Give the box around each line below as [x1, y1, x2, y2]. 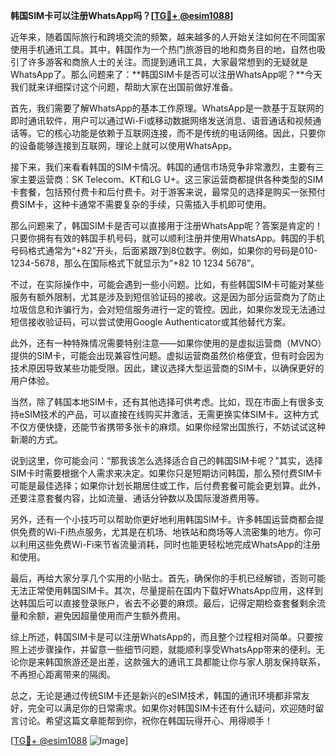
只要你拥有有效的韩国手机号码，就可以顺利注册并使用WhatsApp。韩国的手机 [10, 232, 325, 244]
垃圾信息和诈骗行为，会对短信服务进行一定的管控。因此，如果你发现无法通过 [10, 304, 326, 315]
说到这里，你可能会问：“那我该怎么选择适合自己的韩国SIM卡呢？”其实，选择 [10, 455, 323, 466]
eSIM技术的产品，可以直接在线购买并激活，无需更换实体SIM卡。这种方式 [18, 409, 319, 420]
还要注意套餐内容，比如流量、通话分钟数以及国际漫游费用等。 [10, 492, 265, 504]
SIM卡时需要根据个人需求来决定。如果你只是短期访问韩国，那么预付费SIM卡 [10, 467, 323, 479]
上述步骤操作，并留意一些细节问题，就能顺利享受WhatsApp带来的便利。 [18, 644, 317, 655]
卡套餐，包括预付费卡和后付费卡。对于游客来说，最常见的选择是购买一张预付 [10, 186, 326, 198]
